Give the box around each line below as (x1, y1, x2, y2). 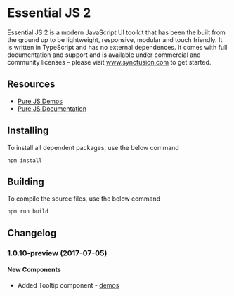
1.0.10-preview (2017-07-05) (7, 248, 108, 257)
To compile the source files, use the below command (7, 194, 161, 203)
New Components (7, 265, 61, 274)
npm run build (7, 208, 49, 215)
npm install (7, 156, 42, 164)
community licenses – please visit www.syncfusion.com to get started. (7, 58, 212, 66)
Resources (7, 79, 56, 90)
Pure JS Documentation (17, 104, 86, 113)
